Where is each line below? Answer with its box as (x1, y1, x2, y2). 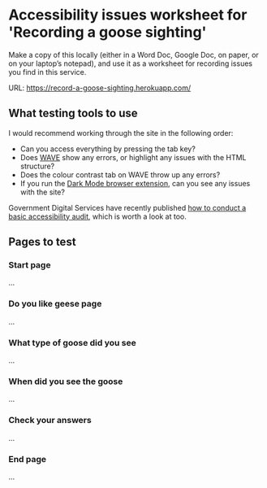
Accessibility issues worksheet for (8, 6, 248, 24)
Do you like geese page (8, 298, 102, 310)
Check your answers (8, 415, 92, 426)
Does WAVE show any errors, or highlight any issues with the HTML (19, 152, 247, 162)
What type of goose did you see (8, 337, 136, 348)
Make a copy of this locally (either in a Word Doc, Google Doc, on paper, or (8, 50, 260, 59)
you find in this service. (8, 67, 87, 76)
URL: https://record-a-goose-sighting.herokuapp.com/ (8, 83, 192, 93)
